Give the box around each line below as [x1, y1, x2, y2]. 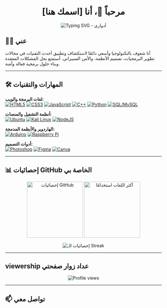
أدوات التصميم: [5, 141, 33, 147]
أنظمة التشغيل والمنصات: [5, 111, 52, 117]
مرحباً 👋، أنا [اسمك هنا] [42, 6, 125, 17]
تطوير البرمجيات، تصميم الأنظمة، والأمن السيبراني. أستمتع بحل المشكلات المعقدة [5, 55, 155, 61]
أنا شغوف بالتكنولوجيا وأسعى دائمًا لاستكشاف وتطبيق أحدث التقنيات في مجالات [5, 50, 151, 56]
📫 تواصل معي [5, 295, 45, 303]
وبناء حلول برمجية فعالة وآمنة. [5, 61, 60, 67]
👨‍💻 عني [5, 37, 27, 45]
